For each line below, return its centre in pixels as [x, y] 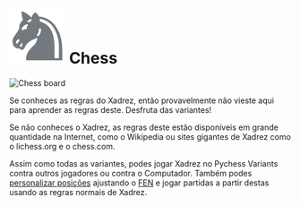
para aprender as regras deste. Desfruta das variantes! [111, 109]
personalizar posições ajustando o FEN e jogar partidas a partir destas [139, 183]
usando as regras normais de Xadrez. [78, 192]
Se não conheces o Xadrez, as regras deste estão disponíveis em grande [144, 127]
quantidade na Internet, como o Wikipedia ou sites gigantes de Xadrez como [150, 136]
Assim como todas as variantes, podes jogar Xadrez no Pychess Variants [144, 163]
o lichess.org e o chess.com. [62, 146]
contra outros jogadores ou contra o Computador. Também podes [131, 173]
